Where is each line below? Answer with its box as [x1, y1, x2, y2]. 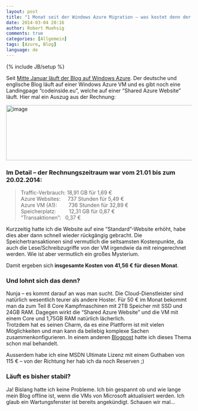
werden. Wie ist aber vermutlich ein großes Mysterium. [6, 251, 140, 258]
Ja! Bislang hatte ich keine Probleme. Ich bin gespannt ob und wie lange [6, 386, 181, 393]
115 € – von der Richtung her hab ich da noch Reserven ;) [6, 357, 144, 365]
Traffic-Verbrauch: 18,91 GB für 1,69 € [20, 189, 113, 196]
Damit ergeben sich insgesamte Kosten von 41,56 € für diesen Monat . [6, 262, 179, 269]
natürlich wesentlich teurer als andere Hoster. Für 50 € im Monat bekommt [6, 296, 187, 303]
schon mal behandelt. [6, 340, 59, 347]
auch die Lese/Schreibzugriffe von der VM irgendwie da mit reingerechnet [6, 244, 187, 251]
